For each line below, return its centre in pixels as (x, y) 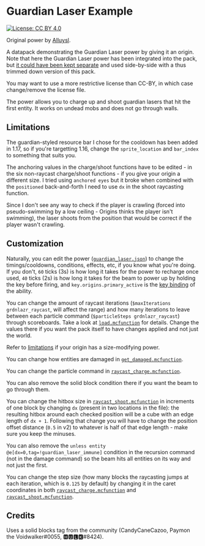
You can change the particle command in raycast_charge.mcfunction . (94, 371)
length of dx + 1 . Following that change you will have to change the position (102, 421)
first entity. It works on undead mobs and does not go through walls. (92, 108)
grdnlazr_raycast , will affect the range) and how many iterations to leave (98, 309)
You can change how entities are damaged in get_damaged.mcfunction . (95, 359)
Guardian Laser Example (70, 11)
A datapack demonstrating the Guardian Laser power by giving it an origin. (100, 52)
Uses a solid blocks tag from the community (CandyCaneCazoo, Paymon (99, 530)
